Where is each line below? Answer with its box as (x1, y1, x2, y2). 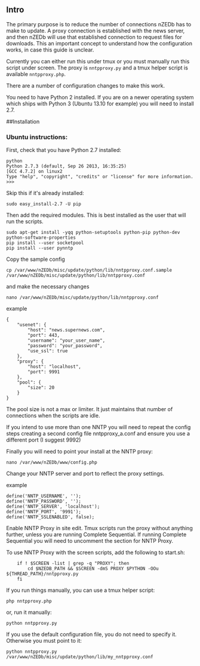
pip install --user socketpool (6, 240, 84, 246)
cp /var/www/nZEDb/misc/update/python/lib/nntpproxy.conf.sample (6, 267, 172, 273)
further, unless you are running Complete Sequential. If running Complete (6, 531, 187, 538)
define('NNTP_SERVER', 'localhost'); (6, 504, 100, 510)
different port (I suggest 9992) (6, 436, 81, 443)
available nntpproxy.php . (6, 70, 66, 77)
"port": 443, (27, 332, 60, 339)
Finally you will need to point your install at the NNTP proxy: (6, 448, 153, 455)
